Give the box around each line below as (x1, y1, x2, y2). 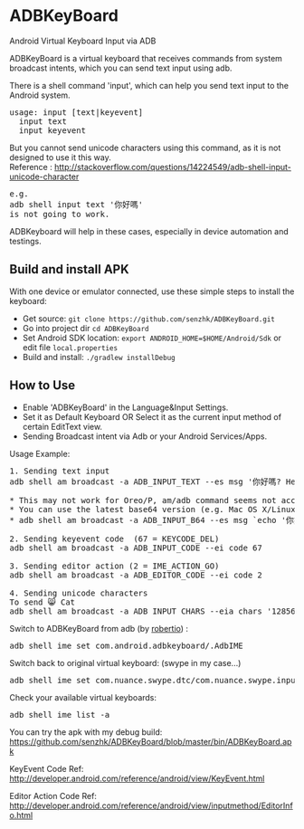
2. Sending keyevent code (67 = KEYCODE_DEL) (9, 533, 220, 544)
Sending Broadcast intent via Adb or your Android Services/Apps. (22, 431, 268, 442)
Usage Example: (9, 448, 71, 459)
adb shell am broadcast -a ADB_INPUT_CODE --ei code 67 (9, 542, 262, 553)
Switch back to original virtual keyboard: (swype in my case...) (9, 657, 242, 668)
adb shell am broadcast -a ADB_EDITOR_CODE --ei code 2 (9, 569, 262, 580)
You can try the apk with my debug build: (9, 726, 163, 738)
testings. (9, 235, 43, 246)
